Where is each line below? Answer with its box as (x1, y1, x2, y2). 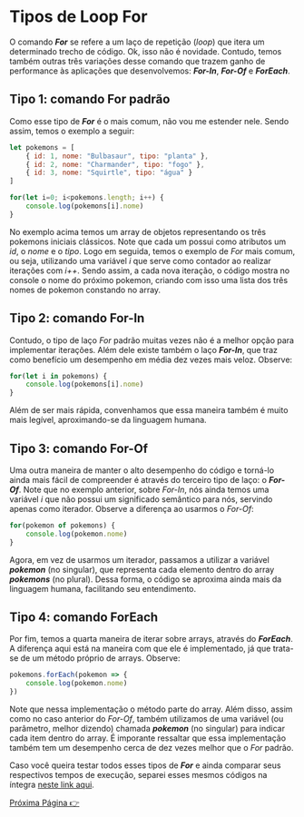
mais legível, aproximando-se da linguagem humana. (9, 415, 207, 426)
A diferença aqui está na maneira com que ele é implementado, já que (9, 643, 271, 655)
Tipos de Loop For (9, 6, 148, 27)
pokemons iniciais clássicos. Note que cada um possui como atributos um (9, 236, 287, 247)
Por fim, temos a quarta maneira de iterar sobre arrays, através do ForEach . (9, 634, 293, 645)
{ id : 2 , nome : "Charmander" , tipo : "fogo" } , (25, 160, 205, 169)
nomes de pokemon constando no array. (9, 284, 162, 295)
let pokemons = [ (9, 143, 75, 152)
